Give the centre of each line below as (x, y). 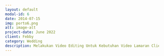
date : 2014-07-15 (23, 19)
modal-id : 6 (17, 14)
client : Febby (20, 37)
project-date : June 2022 (30, 32)
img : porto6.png (21, 23)
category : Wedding (24, 41)
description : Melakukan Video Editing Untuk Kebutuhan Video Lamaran (77, 46)
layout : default (21, 9)
